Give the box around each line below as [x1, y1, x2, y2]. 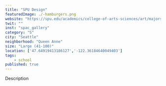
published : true [5, 62, 39, 67]
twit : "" [5, 21, 23, 26]
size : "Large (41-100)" [5, 44, 54, 49]
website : [5, 16, 23, 21]
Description [5, 76, 29, 82]
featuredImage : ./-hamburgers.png [5, 12, 77, 17]
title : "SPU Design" [5, 7, 48, 12]
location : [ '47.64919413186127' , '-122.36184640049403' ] [5, 48, 123, 53]
